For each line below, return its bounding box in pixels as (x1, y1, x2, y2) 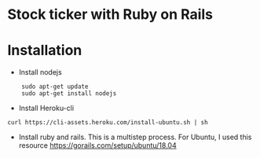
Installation (7, 42, 82, 60)
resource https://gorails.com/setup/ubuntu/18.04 (18, 141, 178, 150)
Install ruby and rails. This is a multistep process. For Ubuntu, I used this (18, 132, 252, 142)
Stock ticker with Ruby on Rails (7, 6, 214, 24)
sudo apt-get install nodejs (21, 90, 117, 97)
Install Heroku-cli (18, 104, 75, 113)
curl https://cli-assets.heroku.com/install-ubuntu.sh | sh (7, 119, 209, 127)
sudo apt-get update (21, 83, 89, 91)
